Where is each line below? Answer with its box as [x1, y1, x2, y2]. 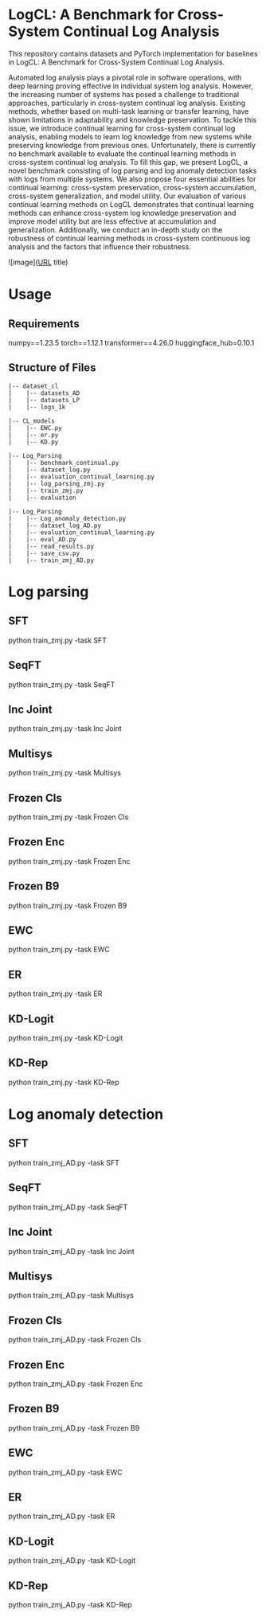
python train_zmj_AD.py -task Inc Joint [8, 1246, 135, 1256]
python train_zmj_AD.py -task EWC [8, 1467, 123, 1477]
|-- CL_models [8, 416, 56, 425]
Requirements [8, 317, 80, 330]
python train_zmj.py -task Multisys [8, 768, 122, 778]
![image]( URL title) [8, 257, 68, 267]
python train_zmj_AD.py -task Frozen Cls [8, 1335, 142, 1345]
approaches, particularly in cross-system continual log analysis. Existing [8, 98, 246, 107]
